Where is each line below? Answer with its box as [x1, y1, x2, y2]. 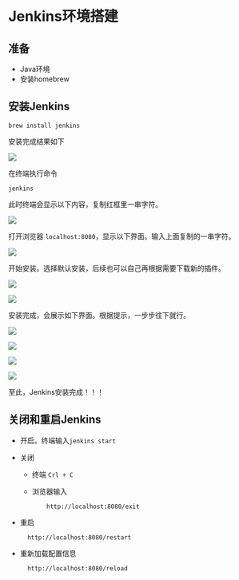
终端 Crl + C [31, 469, 74, 479]
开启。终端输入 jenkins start [19, 435, 116, 445]
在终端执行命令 [8, 169, 58, 178]
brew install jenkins [8, 121, 81, 129]
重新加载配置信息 [19, 548, 77, 558]
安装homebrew [19, 74, 70, 84]
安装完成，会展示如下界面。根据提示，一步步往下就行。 [8, 310, 190, 320]
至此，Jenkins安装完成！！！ [8, 387, 105, 396]
